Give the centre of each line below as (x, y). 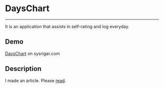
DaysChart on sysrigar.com (32, 53)
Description (23, 69)
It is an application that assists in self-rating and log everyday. (67, 26)
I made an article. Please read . (36, 80)
